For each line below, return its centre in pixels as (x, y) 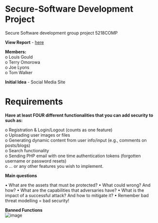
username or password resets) (36, 161)
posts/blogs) (18, 145)
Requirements (34, 102)
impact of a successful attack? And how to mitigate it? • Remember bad (77, 195)
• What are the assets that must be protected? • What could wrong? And (78, 185)
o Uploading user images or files (38, 135)
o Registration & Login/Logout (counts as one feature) (59, 130)
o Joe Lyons (17, 67)
